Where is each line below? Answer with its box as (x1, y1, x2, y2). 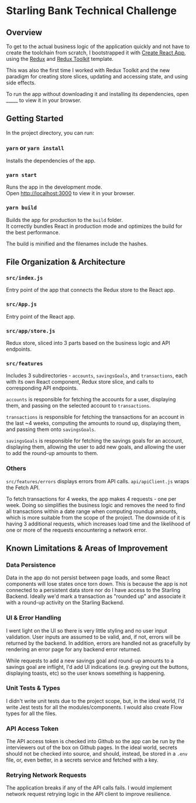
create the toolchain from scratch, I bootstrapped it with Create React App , (6, 49, 186, 56)
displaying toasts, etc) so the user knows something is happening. (6, 669, 166, 676)
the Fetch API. (6, 484, 40, 491)
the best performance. (6, 228, 60, 235)
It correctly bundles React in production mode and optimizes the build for (6, 223, 183, 230)
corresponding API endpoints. (6, 385, 78, 392)
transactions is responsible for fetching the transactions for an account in (6, 414, 185, 421)
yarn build (6, 204, 37, 211)
